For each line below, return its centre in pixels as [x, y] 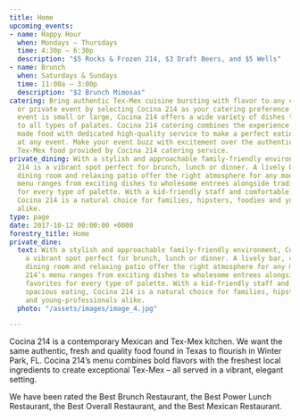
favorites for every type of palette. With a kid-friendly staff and [158, 283]
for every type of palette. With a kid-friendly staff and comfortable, [155, 192]
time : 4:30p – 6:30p [55, 51]
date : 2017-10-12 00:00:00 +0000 [71, 225]
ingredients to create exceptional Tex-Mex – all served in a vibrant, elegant [146, 370]
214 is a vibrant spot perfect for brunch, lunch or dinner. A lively [151, 167]
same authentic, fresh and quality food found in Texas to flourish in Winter [146, 351]
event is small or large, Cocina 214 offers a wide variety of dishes [151, 117]
